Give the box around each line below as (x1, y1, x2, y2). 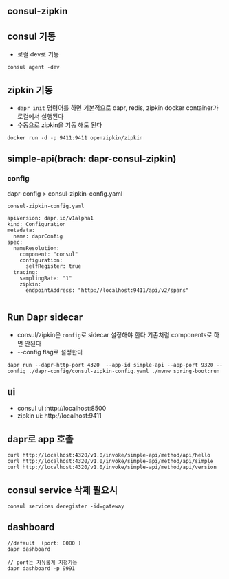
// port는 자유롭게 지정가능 (7, 559, 78, 566)
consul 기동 (7, 30, 56, 42)
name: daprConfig (13, 233, 63, 240)
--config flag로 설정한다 (17, 348, 83, 356)
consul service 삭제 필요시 (7, 484, 118, 496)
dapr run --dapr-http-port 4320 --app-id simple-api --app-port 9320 (7, 361, 214, 368)
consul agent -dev (7, 64, 60, 71)
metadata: (7, 227, 36, 234)
